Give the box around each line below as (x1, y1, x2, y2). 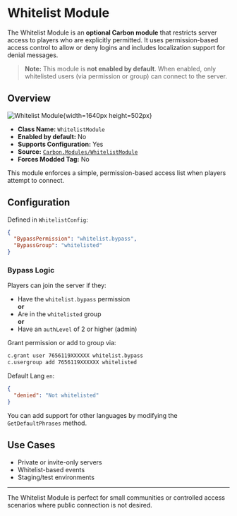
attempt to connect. (7, 176, 65, 184)
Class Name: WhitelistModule (17, 125, 105, 133)
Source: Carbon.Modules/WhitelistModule (17, 147, 138, 156)
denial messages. (7, 51, 59, 59)
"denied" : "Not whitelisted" (13, 392, 99, 399)
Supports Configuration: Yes (17, 140, 104, 148)
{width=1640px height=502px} (63, 111, 153, 119)
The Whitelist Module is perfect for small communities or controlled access (7, 493, 226, 502)
